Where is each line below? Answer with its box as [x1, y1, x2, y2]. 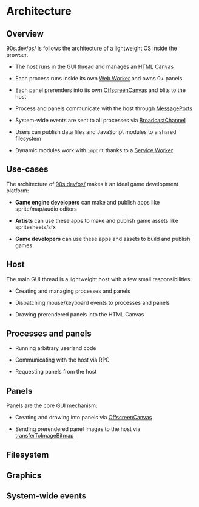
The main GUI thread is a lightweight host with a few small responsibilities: [6, 275, 192, 282]
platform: [6, 187, 29, 194]
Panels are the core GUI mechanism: [6, 402, 98, 409]
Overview [6, 29, 44, 39]
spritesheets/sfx [15, 223, 56, 231]
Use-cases [6, 164, 49, 175]
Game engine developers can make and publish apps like [15, 198, 160, 206]
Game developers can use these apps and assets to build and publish [15, 235, 191, 242]
